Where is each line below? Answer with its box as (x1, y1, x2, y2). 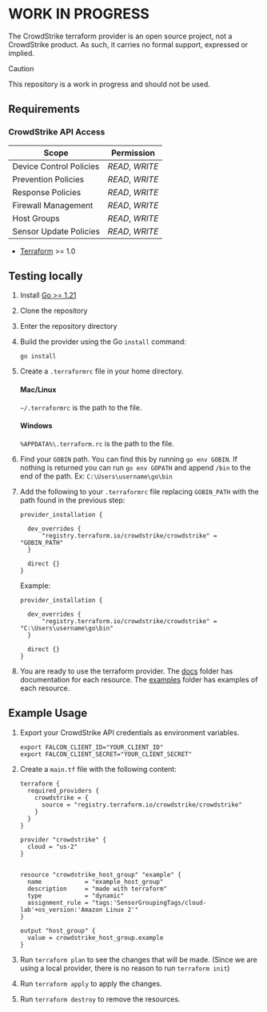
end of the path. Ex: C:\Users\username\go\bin (19, 471, 173, 481)
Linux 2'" (106, 906, 139, 914)
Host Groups (12, 213, 60, 224)
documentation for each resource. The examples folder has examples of (19, 674, 258, 684)
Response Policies (12, 186, 82, 198)
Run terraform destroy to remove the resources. (19, 994, 181, 1004)
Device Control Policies (12, 161, 100, 172)
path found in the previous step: (19, 495, 126, 505)
